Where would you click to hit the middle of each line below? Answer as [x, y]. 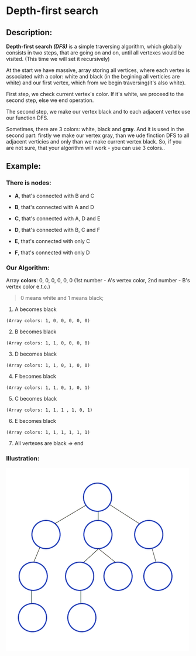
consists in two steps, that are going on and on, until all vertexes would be [95, 53]
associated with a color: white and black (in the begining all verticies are [93, 76]
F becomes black [35, 376]
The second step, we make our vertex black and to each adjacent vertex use [98, 112]
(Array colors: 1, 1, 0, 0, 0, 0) [48, 343]
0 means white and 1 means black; [62, 298]
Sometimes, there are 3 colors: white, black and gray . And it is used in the [95, 129]
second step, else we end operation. [50, 100]
